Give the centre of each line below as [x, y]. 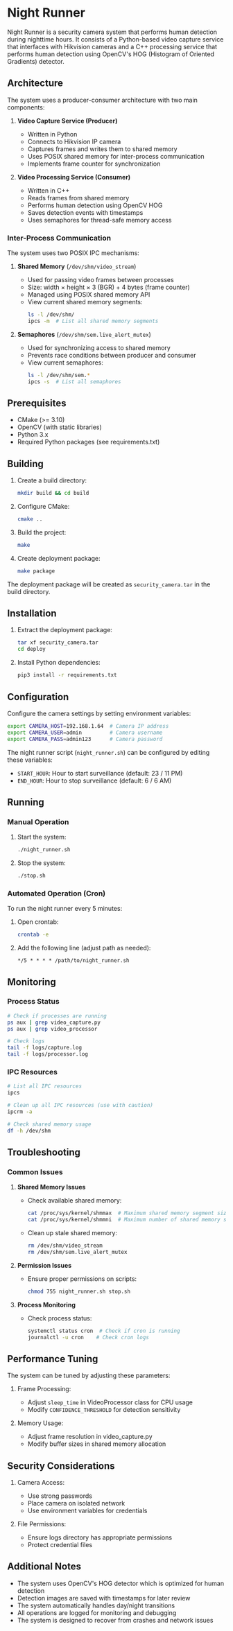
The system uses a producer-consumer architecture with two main [102, 100]
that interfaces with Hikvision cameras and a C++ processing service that [112, 46]
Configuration [38, 697]
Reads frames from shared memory [78, 198]
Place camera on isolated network [76, 1503]
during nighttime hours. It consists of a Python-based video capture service [115, 39]
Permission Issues [44, 1265]
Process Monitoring [46, 1305]
